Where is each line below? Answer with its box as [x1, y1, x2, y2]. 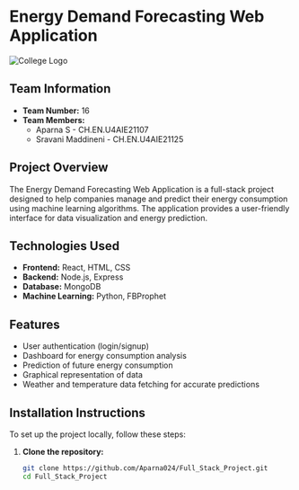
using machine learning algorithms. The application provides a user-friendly [9, 202, 290, 213]
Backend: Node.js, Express [22, 272, 124, 282]
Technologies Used [9, 238, 119, 254]
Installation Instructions [9, 405, 146, 420]
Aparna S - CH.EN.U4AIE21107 [35, 124, 150, 135]
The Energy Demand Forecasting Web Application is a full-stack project [9, 183, 275, 194]
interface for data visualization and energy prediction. [9, 212, 208, 223]
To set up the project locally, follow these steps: [9, 429, 187, 440]
